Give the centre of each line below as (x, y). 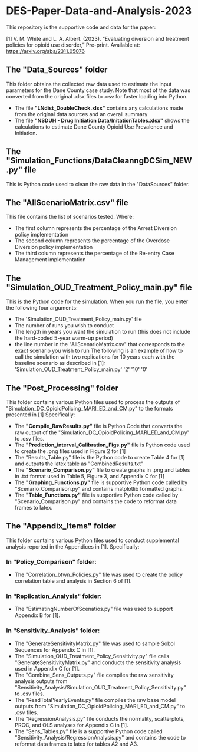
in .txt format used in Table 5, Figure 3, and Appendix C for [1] (90, 476)
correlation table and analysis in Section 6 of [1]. (73, 581)
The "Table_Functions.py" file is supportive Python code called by (96, 495)
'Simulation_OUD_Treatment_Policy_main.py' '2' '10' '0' (81, 369)
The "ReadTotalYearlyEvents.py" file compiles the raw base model (95, 700)
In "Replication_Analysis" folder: (54, 596)
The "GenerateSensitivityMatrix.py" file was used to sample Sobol (95, 643)
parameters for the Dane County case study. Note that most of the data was (98, 90)
